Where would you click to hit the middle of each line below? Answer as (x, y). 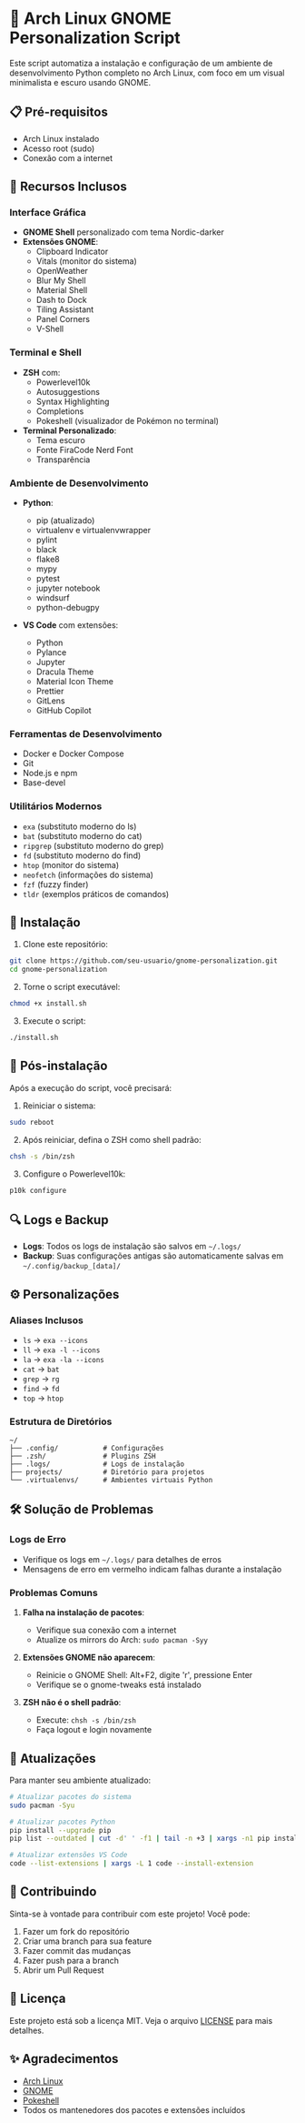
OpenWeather (62, 271)
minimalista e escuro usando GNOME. (80, 82)
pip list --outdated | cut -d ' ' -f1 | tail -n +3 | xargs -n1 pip (140, 1839)
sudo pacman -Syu (42, 1805)
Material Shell (62, 290)
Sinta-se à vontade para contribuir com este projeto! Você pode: (130, 1914)
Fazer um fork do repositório (76, 1931)
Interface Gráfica (48, 213)
